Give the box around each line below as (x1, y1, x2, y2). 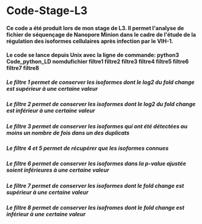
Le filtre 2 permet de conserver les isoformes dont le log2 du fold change (6, 101, 196, 108)
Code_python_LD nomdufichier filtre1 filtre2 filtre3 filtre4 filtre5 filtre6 (6, 58, 189, 65)
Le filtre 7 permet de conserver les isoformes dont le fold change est (6, 182, 184, 189)
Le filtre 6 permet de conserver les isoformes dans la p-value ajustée (6, 160, 187, 168)
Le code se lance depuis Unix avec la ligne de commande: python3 (6, 52, 179, 59)
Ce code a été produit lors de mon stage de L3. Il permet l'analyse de (6, 24, 184, 31)
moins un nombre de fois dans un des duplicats (6, 129, 130, 136)
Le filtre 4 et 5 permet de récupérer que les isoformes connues (6, 145, 169, 152)
